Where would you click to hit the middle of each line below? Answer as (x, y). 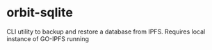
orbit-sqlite (40, 13)
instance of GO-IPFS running (48, 38)
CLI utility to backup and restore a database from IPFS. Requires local (106, 32)
